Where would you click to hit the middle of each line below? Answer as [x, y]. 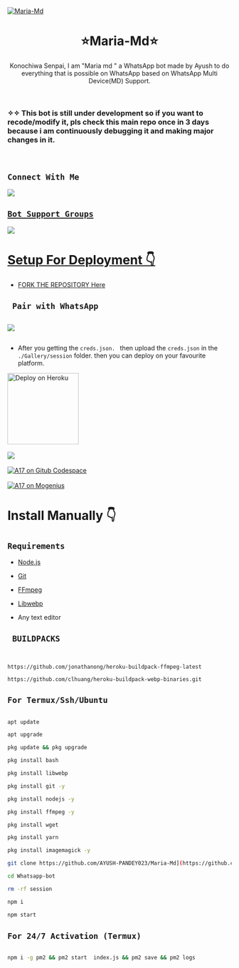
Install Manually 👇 [62, 516]
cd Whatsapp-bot [31, 876]
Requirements [36, 546]
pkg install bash [33, 761]
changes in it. [31, 140]
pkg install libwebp [38, 774]
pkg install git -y [36, 786]
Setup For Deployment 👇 [81, 260]
